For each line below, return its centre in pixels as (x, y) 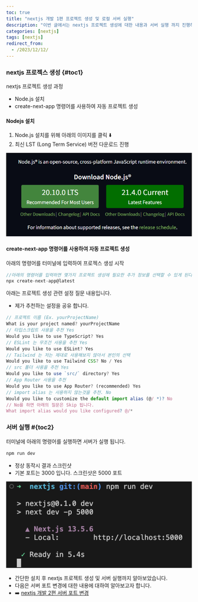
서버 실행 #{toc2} (30, 427)
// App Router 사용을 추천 (36, 380)
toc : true (18, 12)
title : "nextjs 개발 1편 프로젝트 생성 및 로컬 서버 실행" (70, 19)
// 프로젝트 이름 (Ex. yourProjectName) (52, 318)
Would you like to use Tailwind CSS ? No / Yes (64, 361)
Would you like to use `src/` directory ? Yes (63, 374)
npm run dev (21, 453)
